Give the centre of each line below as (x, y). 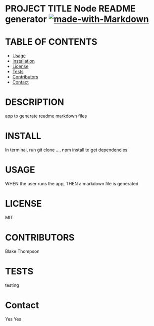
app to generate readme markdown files (46, 116)
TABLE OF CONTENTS (51, 42)
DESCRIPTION (35, 102)
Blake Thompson (22, 251)
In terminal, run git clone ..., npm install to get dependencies (66, 150)
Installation (24, 61)
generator (26, 19)
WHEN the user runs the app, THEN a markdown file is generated (72, 183)
